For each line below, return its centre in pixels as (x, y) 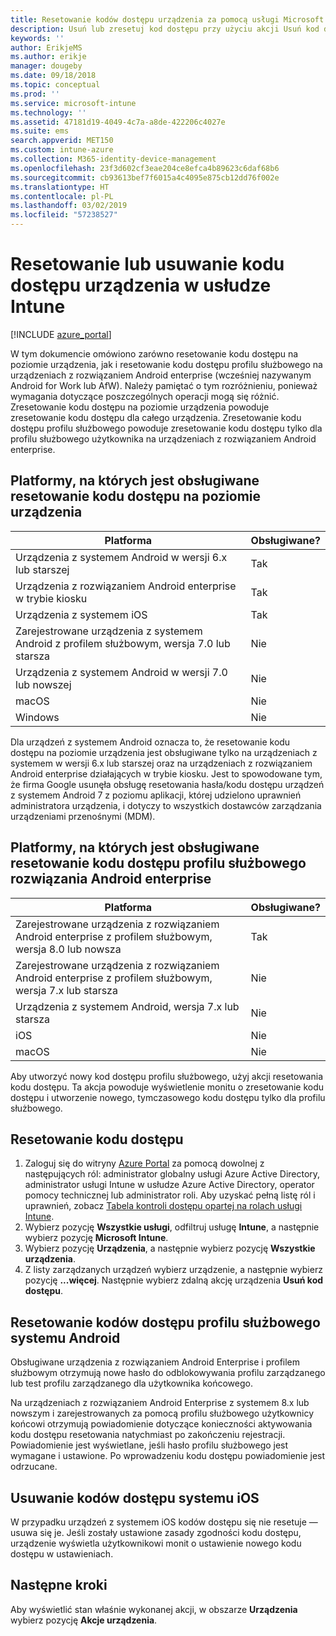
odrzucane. (34, 1467)
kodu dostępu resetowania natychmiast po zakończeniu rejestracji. (148, 1435)
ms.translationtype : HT (60, 187)
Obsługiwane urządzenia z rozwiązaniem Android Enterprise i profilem (155, 1362)
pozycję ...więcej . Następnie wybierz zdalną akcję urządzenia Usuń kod (174, 1280)
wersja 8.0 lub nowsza (68, 949)
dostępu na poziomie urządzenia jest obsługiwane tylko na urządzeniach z (164, 752)
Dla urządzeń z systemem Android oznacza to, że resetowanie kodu (150, 742)
